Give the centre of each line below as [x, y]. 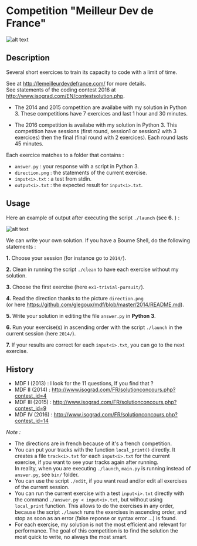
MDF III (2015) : [33, 402]
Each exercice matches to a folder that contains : [65, 155]
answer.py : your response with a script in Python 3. [77, 166]
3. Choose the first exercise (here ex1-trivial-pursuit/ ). [75, 287]
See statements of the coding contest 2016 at [61, 90]
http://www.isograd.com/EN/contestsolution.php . [65, 96]
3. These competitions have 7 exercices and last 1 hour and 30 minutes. [101, 113]
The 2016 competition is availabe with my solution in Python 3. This [96, 125]
